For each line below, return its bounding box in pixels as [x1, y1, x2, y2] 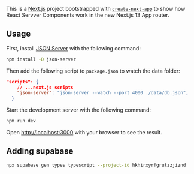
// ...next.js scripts [17, 84, 74, 91]
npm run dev [6, 118, 36, 124]
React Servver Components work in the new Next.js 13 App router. [6, 11, 169, 19]
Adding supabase [6, 146, 74, 157]
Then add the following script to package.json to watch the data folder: [6, 67, 181, 74]
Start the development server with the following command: [6, 106, 151, 113]
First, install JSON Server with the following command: [6, 44, 141, 52]
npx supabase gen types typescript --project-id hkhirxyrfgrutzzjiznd [6, 162, 186, 168]
